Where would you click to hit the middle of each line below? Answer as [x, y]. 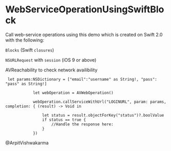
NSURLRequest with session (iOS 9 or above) [51, 60]
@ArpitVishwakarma [27, 143]
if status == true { [64, 120]
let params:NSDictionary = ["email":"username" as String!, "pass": [82, 79]
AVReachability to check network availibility [51, 70]
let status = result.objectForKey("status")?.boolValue [103, 115]
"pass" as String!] [26, 84]
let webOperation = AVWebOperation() [73, 93]
